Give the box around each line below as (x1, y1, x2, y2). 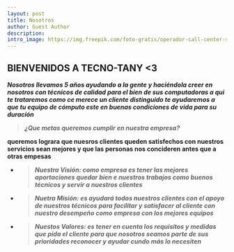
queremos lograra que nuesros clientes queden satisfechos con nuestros (7, 137, 224, 145)
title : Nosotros (7, 17, 54, 24)
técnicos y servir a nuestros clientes (34, 180, 143, 188)
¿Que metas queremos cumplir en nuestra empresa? (24, 124, 180, 132)
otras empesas (7, 151, 52, 161)
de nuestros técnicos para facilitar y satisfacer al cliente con (34, 201, 216, 209)
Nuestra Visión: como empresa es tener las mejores (34, 165, 189, 174)
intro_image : (7, 36, 45, 43)
